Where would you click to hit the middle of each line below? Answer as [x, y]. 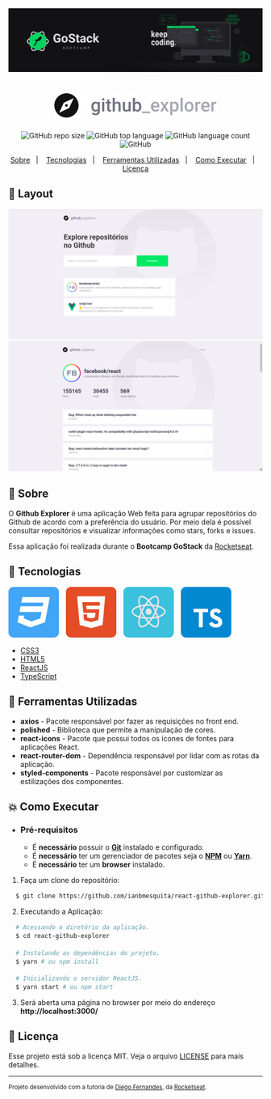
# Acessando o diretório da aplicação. [83, 927]
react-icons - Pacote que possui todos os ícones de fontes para [127, 738]
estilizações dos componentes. [72, 781]
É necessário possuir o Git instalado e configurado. [118, 847]
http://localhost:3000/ [59, 1012]
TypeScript [38, 676]
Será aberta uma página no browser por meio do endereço [118, 1003]
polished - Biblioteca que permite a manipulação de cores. [118, 730]
